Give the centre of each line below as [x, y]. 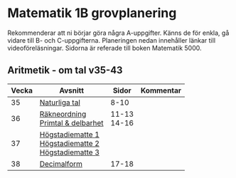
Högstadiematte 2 [69, 143]
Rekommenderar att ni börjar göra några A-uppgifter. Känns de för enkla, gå [118, 33]
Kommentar [161, 90]
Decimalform [61, 164]
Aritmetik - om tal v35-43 [65, 70]
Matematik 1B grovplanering [92, 13]
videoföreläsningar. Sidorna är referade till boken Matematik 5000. [104, 48]
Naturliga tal [60, 103]
